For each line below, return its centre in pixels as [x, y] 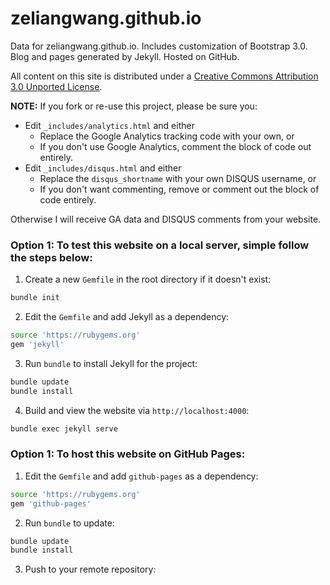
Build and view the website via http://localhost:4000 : [137, 410]
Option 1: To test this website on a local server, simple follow [160, 245]
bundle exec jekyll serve [64, 428]
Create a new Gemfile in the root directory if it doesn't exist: [148, 279]
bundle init [35, 298]
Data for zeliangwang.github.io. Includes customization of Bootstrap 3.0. [159, 46]
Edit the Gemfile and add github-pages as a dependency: [141, 476]
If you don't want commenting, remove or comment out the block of [179, 189]
